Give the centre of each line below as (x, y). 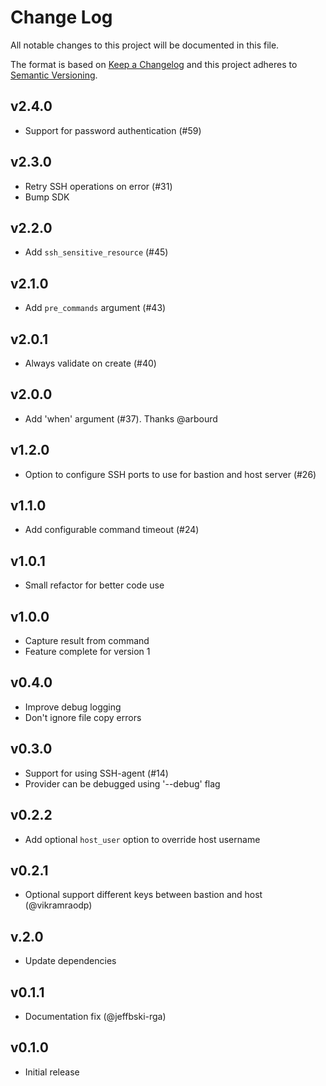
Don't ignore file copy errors (83, 717)
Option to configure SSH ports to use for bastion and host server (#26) (170, 474)
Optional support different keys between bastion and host (143, 895)
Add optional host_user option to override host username (142, 839)
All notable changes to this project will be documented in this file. (145, 45)
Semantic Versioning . (54, 75)
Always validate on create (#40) (90, 363)
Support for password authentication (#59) (113, 130)
